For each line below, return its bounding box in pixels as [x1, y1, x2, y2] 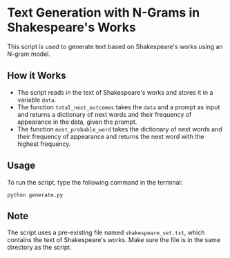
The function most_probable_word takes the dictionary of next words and [17, 125, 222, 133]
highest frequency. [17, 140, 71, 148]
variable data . [17, 95, 57, 104]
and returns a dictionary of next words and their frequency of [17, 110, 192, 118]
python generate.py [7, 192, 64, 199]
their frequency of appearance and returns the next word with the [17, 132, 204, 140]
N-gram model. [7, 50, 50, 58]
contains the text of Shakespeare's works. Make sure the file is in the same [7, 236, 221, 244]
